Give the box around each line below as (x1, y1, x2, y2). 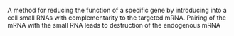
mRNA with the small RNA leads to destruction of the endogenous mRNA (7, 21, 220, 29)
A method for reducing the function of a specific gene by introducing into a (7, 6, 228, 14)
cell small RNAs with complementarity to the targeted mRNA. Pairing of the (7, 13, 226, 22)
